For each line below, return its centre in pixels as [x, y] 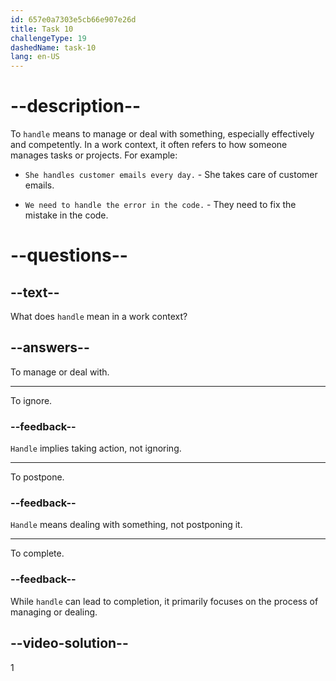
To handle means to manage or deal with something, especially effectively [162, 134]
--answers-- [50, 347]
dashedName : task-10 [53, 47]
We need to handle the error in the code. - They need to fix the [160, 205]
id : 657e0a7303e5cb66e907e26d [73, 19]
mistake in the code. [66, 215]
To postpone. [37, 477]
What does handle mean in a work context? [99, 317]
